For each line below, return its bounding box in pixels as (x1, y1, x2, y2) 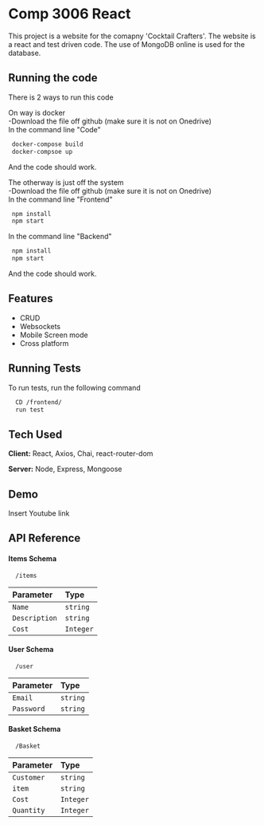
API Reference (8, 532, 81, 545)
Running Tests (8, 362, 81, 375)
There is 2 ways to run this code (8, 92, 114, 102)
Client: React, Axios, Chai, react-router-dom (8, 449, 153, 458)
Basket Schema (8, 725, 61, 734)
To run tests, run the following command (8, 383, 141, 392)
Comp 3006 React (8, 5, 131, 23)
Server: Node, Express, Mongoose (8, 464, 122, 474)
